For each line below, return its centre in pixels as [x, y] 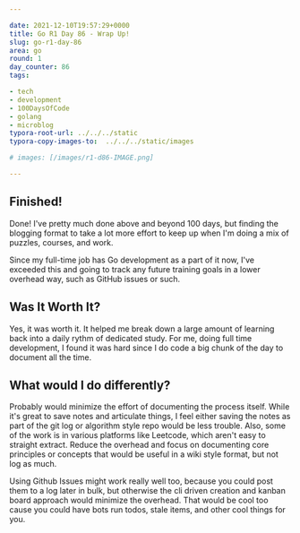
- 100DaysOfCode [39, 108]
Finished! [36, 202]
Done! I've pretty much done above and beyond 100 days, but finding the [144, 223]
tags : [19, 76]
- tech [21, 91]
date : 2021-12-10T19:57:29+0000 [69, 25]
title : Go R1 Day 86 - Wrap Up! [69, 34]
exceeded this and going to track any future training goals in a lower [135, 269]
